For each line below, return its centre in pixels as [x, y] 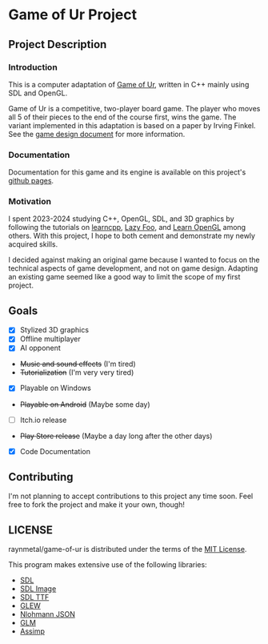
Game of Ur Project [73, 15]
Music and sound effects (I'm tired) [78, 364]
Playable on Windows [56, 388]
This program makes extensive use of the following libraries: [108, 565]
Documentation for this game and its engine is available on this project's [127, 172]
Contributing [41, 477]
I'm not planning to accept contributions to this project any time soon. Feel [131, 496]
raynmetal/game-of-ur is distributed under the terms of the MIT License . [128, 549]
